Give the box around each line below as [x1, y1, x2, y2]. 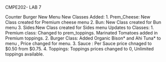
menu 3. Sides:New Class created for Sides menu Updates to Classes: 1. [5, 24, 154, 30]
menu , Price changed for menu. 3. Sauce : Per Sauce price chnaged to [5, 40, 152, 46]
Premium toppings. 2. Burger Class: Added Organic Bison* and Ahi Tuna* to [5, 35, 161, 41]
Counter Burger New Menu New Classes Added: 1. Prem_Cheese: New [5, 14, 150, 19]
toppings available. [5, 51, 44, 57]
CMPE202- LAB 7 [5, 4, 41, 10]
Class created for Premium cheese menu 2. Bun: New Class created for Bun [5, 19, 161, 25]
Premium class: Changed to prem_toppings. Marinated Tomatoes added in [5, 30, 158, 35]
